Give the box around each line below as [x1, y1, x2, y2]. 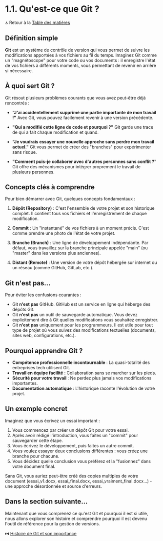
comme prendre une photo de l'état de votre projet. [12, 230, 116, 236]
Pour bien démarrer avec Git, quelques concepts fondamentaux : [5, 196, 136, 202]
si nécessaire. [5, 67, 33, 74]
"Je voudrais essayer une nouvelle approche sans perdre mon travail [12, 139, 155, 144]
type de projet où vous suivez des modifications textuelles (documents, [12, 327, 156, 333]
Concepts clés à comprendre [5, 183, 95, 191]
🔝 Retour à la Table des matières [5, 20, 70, 25]
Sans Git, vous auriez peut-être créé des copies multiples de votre [5, 473, 138, 479]
